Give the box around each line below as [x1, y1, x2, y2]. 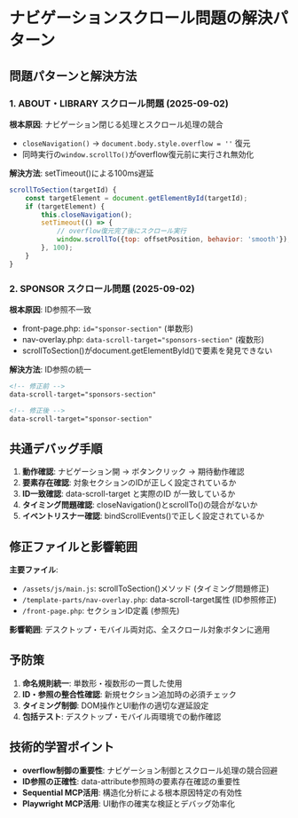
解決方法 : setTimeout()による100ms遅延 [9, 168, 154, 178]
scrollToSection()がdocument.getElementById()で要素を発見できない [21, 345, 273, 356]
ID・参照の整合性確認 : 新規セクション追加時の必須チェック [21, 688, 237, 699]
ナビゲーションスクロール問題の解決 [9, 8, 273, 28]
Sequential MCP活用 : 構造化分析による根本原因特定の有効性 [21, 787, 243, 798]
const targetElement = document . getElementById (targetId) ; [25, 193, 248, 202]
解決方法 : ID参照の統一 [9, 364, 91, 374]
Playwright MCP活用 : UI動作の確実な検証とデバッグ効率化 [21, 798, 236, 808]
